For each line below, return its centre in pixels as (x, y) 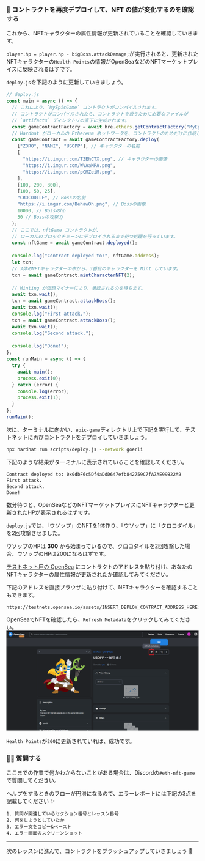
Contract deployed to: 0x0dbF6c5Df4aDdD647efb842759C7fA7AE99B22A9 (94, 474)
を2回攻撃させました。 (35, 533)
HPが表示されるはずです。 (60, 512)
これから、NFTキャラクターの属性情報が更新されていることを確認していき (100, 33)
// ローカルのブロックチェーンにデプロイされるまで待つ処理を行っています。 (95, 237)
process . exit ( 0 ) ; (39, 378)
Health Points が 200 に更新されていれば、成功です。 (71, 741)
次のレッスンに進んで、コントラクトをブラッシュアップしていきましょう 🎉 (99, 851)
